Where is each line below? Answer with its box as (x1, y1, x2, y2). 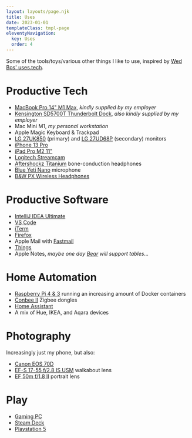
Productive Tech (6, 85, 88, 98)
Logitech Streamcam (14, 153, 66, 161)
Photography (6, 329, 72, 343)
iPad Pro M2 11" (14, 148, 53, 155)
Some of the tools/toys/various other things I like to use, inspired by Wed (6, 57, 182, 65)
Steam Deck (14, 419, 45, 426)
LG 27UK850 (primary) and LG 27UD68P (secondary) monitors (14, 135, 167, 142)
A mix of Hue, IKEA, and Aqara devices (14, 309, 109, 316)
